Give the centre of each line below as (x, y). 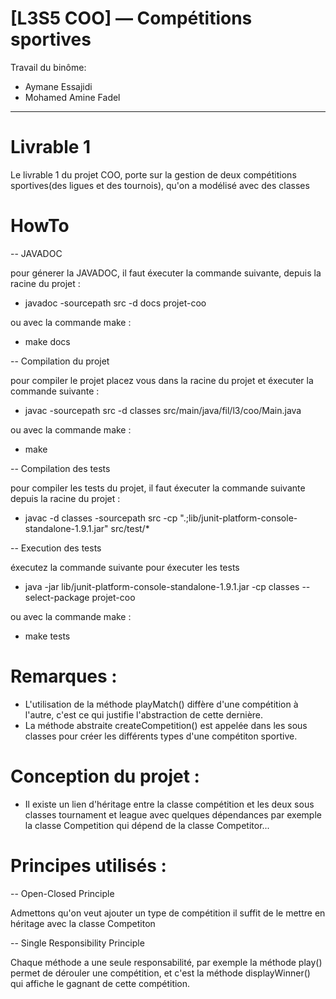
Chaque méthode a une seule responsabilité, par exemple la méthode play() (166, 962)
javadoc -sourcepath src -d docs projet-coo (115, 303)
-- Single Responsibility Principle (77, 943)
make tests (47, 636)
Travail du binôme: (48, 67)
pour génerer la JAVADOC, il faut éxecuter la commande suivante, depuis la (166, 273)
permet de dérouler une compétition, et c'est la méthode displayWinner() (160, 973)
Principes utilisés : (88, 865)
